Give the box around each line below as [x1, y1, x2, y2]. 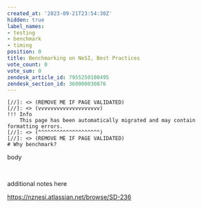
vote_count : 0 [7, 61, 48, 68]
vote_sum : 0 [7, 67, 41, 74]
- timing [7, 42, 32, 49]
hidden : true [7, 16, 45, 23]
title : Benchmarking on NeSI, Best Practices [7, 55, 140, 62]
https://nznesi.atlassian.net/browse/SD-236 [7, 193, 132, 201]
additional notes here [7, 180, 68, 188]
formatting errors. [7, 123, 63, 130]
